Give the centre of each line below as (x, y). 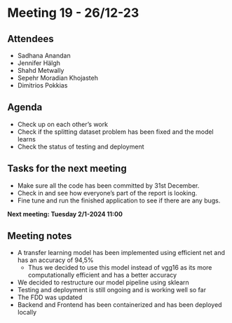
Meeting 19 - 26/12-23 (73, 13)
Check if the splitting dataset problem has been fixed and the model (115, 132)
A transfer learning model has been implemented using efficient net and (121, 253)
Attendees (30, 39)
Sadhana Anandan (44, 55)
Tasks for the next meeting (67, 169)
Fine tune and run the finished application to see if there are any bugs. (119, 200)
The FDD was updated (50, 297)
